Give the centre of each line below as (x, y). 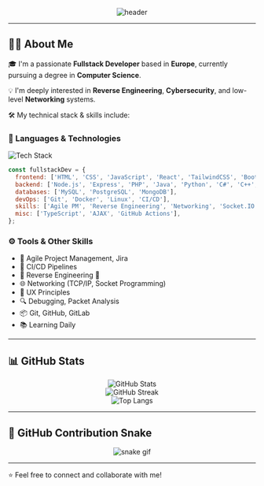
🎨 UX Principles (45, 292)
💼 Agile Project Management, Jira (73, 258)
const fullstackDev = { (47, 170)
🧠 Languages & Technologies (65, 138)
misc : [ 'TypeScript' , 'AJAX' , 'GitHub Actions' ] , (98, 214)
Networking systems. (60, 99)
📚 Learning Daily (48, 325)
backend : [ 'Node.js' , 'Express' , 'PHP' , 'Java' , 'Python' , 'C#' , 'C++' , (137, 184)
